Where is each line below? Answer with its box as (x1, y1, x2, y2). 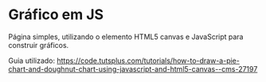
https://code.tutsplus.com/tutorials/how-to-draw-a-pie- (57, 56, 241, 65)
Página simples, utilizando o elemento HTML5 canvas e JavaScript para (8, 32, 244, 41)
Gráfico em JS (8, 6, 104, 24)
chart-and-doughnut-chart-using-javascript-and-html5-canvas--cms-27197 (8, 64, 258, 73)
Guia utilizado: (8, 56, 56, 65)
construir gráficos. (8, 40, 69, 49)
